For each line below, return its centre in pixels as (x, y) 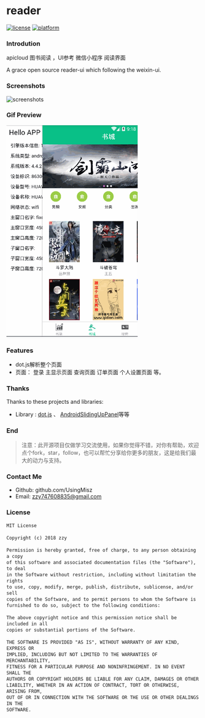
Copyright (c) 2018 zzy (37, 538)
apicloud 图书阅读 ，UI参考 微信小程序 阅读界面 (66, 58)
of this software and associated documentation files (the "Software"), (101, 563)
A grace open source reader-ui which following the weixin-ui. (84, 70)
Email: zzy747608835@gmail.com (58, 496)
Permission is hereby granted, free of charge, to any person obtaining (101, 550)
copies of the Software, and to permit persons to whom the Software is (101, 600)
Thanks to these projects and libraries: (55, 402)
